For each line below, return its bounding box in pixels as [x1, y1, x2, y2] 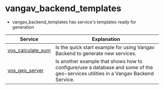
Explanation [92, 36, 121, 42]
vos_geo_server [7, 67, 44, 73]
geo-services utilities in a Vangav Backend [55, 70, 154, 77]
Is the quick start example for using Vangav [55, 44, 155, 51]
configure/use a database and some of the [55, 64, 153, 71]
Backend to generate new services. [55, 50, 137, 56]
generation [12, 24, 34, 30]
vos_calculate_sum [7, 47, 51, 53]
